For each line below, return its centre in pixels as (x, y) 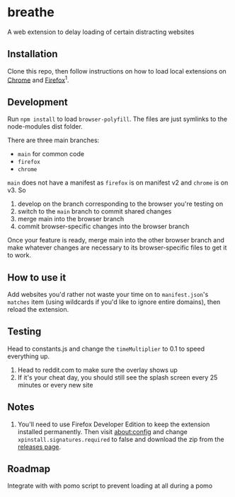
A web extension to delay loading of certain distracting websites (101, 32)
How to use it (37, 277)
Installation (33, 54)
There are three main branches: (53, 140)
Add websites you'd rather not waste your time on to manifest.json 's (108, 295)
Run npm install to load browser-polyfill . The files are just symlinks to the (117, 119)
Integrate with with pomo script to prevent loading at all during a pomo (110, 486)
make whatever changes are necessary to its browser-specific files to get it (117, 247)
